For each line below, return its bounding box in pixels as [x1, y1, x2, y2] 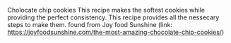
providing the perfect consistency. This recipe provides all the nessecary [7, 13, 220, 21]
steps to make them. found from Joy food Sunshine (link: [7, 21, 173, 28]
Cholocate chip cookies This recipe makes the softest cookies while [7, 6, 206, 14]
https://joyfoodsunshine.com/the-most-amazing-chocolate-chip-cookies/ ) [7, 28, 225, 36]
